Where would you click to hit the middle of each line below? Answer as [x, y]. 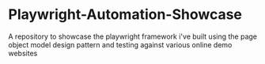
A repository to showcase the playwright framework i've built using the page [132, 36]
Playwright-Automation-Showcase [125, 15]
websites [23, 53]
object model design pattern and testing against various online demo [120, 44]
